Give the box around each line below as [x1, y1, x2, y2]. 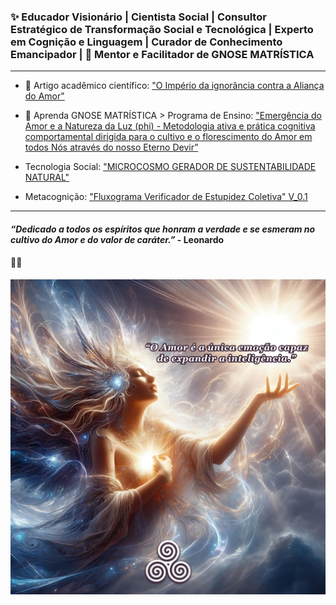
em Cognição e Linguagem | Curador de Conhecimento [10, 35, 283, 49]
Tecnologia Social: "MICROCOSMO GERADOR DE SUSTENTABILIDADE [24, 161, 317, 173]
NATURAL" [24, 171, 70, 184]
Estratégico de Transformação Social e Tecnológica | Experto [10, 22, 314, 36]
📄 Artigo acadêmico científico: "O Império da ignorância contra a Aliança [24, 80, 325, 92]
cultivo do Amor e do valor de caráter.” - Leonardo [10, 233, 225, 245]
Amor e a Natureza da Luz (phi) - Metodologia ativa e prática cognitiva [24, 120, 316, 132]
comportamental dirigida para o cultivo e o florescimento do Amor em [24, 131, 313, 143]
